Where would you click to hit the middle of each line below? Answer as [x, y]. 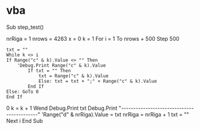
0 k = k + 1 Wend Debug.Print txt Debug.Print [62, 108]
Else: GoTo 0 [23, 91]
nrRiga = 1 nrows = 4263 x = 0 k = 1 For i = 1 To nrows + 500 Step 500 [93, 38]
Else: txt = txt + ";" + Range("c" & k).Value [98, 81]
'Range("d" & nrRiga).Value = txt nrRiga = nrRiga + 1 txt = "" [115, 114]
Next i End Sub [25, 121]
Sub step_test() [25, 27]
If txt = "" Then [49, 70]
